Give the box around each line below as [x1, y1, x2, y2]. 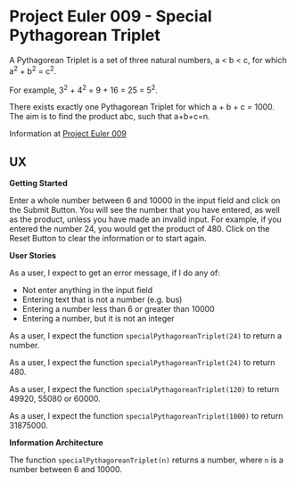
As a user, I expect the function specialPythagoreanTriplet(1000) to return [9, 411, 284, 421]
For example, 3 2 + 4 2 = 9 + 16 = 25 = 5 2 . [9, 83, 158, 95]
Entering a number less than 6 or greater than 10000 [21, 304, 216, 315]
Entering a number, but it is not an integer [21, 314, 175, 324]
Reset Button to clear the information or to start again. [9, 233, 207, 244]
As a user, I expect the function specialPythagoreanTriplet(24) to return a [9, 331, 283, 341]
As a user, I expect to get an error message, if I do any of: [9, 267, 221, 278]
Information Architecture [9, 437, 104, 448]
